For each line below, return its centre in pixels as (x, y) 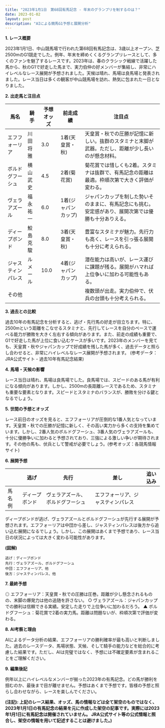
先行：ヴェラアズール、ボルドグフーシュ (40, 564)
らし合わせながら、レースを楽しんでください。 (52, 692)
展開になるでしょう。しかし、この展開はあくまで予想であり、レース (86, 531)
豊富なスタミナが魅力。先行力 (119, 232)
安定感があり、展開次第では (117, 212)
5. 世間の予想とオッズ (27, 409)
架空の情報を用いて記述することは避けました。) (65, 721)
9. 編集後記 (16, 669)
